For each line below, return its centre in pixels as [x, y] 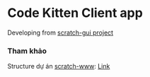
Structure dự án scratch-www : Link [59, 66]
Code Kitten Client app [75, 13]
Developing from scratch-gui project [60, 32]
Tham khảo [27, 51]
